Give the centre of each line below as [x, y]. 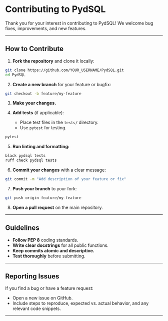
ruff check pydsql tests [31, 160]
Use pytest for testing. [43, 128]
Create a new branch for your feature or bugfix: [62, 84]
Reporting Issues [32, 276]
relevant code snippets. [37, 308]
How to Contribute [34, 49]
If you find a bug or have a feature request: [49, 288]
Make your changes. [34, 103]
